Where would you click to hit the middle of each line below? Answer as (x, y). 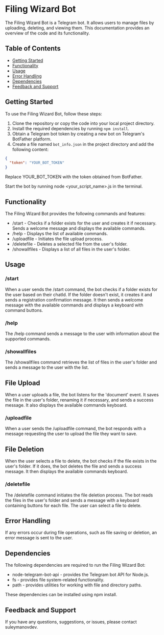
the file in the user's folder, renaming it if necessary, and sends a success (79, 400)
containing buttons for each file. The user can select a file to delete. (73, 505)
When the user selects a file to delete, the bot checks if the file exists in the (81, 461)
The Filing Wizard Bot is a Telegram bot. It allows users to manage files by (80, 23)
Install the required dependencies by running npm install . (71, 128)
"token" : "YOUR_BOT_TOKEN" (37, 163)
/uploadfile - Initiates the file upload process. (57, 239)
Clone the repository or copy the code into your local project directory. (83, 123)
